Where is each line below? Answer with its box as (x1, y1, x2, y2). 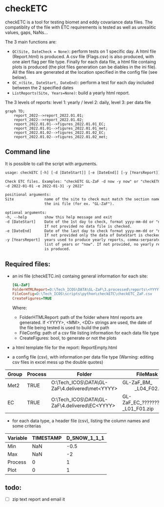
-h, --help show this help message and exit (5, 214, 112, 220)
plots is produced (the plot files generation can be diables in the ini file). (12, 64, 157, 70)
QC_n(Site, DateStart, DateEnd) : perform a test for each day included (12, 79, 154, 85)
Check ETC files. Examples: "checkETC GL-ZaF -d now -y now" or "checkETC (5, 179, 161, 184)
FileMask (136, 371, 158, 378)
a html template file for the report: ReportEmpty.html (12, 345, 117, 351)
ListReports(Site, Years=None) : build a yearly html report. (12, 90, 130, 96)
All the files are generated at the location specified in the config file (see (12, 69, 158, 75)
